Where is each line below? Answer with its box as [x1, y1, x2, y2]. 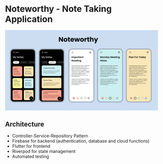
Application [5, 14, 53, 25]
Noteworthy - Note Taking [5, 3, 112, 15]
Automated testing [12, 154, 49, 160]
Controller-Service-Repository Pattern [12, 133, 88, 139]
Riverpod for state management [12, 148, 76, 154]
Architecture [5, 120, 45, 128]
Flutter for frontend [12, 143, 50, 149]
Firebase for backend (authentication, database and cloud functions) [12, 138, 150, 144]
